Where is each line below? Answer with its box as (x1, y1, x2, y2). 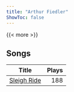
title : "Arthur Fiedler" (6, 8, 69, 15)
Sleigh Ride (9, 76, 42, 85)
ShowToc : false (6, 14, 45, 20)
